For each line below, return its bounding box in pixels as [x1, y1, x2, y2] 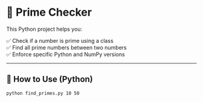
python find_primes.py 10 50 [6, 90, 80, 96]
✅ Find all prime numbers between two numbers [6, 43, 127, 51]
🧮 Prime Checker [6, 5, 92, 19]
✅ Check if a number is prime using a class [6, 37, 114, 44]
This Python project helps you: [6, 25, 83, 33]
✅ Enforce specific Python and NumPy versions [6, 51, 125, 58]
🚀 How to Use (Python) [6, 74, 94, 84]
